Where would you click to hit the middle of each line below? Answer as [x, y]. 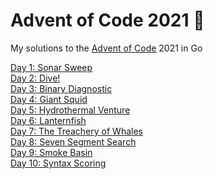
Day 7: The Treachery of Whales [76, 131]
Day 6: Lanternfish [48, 120]
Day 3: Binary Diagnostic [61, 88]
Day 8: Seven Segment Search [73, 141]
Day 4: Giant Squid [49, 99]
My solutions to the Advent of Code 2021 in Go [106, 48]
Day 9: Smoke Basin [51, 152]
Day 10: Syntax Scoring [58, 163]
